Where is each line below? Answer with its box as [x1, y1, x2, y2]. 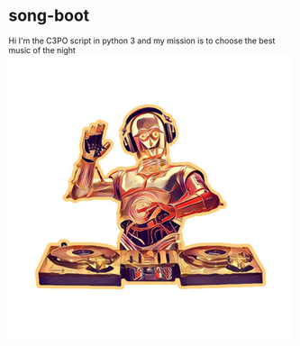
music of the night [8, 44, 76, 55]
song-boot [8, 5, 90, 26]
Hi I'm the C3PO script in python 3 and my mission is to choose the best [8, 35, 276, 46]
